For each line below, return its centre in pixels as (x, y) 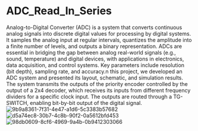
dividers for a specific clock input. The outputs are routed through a (89, 97)
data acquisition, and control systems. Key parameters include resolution (95, 65)
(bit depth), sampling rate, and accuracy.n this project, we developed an (94, 71)
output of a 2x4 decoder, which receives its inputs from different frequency (98, 90)
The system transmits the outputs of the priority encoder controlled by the (97, 84)
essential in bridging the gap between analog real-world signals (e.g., (91, 52)
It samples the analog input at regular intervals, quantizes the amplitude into (99, 40)
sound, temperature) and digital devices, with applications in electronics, (95, 59)
